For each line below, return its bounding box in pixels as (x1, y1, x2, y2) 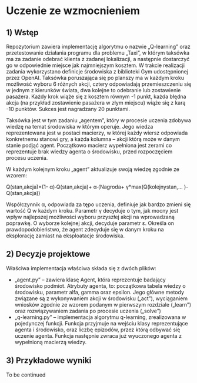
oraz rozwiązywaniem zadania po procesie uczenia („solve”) (14, 307, 162, 314)
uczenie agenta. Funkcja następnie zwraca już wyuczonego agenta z (14, 332, 182, 339)
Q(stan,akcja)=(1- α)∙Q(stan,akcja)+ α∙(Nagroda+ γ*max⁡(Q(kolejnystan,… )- (6, 183, 189, 190)
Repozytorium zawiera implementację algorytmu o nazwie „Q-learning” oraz (6, 43, 191, 50)
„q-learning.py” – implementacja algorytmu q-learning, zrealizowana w (14, 313, 186, 321)
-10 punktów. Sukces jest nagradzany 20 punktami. (6, 106, 131, 112)
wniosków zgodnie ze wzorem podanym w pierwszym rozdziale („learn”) (14, 301, 192, 308)
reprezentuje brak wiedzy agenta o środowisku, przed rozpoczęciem (6, 148, 173, 155)
